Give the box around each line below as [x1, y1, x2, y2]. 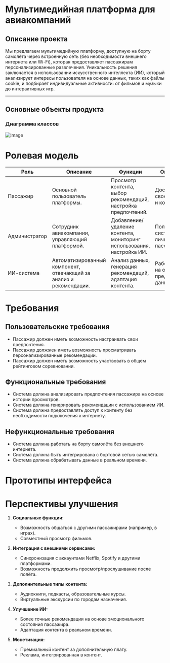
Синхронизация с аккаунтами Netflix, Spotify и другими [20, 555, 141, 561]
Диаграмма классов [5, 120, 59, 127]
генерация [111, 263, 137, 270]
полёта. [20, 571, 37, 577]
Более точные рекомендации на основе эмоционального [20, 616, 145, 622]
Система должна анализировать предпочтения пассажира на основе [12, 391, 164, 397]
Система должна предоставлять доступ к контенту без [12, 407, 133, 413]
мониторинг [111, 236, 141, 243]
